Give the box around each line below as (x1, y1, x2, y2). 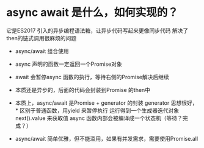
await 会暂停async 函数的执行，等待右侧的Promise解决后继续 (15, 73, 169, 80)
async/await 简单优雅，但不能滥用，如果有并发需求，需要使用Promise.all (15, 135, 199, 142)
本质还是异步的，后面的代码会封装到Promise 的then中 (15, 86, 151, 93)
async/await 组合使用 (15, 47, 69, 55)
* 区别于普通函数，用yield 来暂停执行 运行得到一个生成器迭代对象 (15, 107, 180, 114)
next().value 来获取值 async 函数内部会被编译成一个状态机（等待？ (15, 114, 183, 122)
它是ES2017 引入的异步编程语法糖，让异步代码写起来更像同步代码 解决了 (6, 27, 189, 34)
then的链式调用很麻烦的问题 (6, 34, 77, 41)
